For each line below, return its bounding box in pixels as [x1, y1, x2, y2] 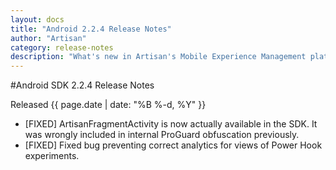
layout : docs [10, 14, 65, 25]
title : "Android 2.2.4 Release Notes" [10, 24, 172, 34]
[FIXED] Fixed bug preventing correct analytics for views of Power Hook [24, 139, 323, 151]
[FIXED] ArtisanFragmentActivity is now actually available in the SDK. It [24, 118, 318, 130]
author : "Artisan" [10, 33, 87, 43]
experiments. [24, 150, 80, 162]
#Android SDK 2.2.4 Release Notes [10, 79, 155, 91]
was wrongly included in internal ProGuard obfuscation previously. [24, 129, 300, 141]
